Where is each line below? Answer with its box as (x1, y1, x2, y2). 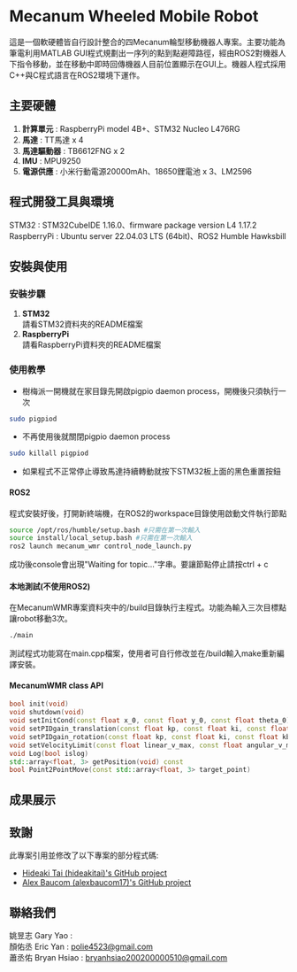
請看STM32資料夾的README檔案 (21, 319, 143, 329)
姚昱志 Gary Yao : (9, 930, 73, 941)
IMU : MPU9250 (21, 155, 81, 166)
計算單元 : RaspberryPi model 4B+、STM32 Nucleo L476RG (21, 123, 240, 134)
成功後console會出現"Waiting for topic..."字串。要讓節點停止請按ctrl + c (9, 559, 269, 570)
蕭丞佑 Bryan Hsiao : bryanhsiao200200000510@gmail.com (9, 953, 228, 963)
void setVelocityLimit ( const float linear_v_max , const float (9, 741, 243, 750)
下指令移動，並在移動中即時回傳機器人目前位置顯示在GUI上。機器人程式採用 (9, 58, 286, 69)
